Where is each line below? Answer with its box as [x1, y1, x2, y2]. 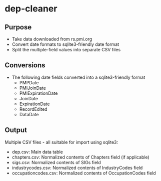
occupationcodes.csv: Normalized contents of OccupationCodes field [11, 170, 156, 176]
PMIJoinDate [19, 85, 46, 91]
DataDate [19, 111, 39, 117]
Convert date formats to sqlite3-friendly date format [11, 41, 119, 47]
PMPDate [19, 79, 39, 85]
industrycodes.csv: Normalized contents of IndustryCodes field [11, 165, 143, 171]
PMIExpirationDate [19, 90, 58, 96]
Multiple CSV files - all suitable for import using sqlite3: [4, 139, 118, 145]
